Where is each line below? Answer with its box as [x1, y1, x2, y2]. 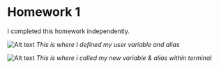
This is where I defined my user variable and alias [36, 40, 180, 48]
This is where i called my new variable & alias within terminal [36, 53, 212, 62]
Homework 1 [7, 4, 81, 20]
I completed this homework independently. [7, 27, 130, 35]
